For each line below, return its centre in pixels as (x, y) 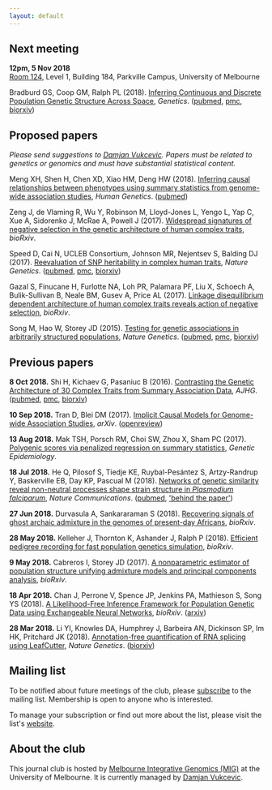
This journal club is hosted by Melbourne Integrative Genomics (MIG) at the (135, 768)
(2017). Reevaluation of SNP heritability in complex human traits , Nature (129, 262)
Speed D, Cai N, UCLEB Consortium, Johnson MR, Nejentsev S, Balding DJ (134, 254)
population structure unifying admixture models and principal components (133, 571)
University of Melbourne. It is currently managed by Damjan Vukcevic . (126, 777)
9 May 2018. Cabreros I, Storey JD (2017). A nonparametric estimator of (130, 562)
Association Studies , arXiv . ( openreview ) (95, 423)
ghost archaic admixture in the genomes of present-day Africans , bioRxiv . (132, 522)
